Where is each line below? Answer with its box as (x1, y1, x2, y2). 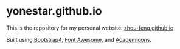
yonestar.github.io (6, 4, 102, 18)
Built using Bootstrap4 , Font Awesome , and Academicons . (6, 36, 152, 43)
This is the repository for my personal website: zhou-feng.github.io (6, 24, 174, 31)
